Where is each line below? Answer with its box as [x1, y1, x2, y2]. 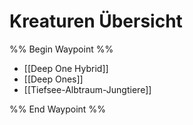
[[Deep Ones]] [23, 73, 84, 85]
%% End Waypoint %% [9, 103, 106, 115]
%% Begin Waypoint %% [9, 43, 114, 55]
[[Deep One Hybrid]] [23, 62, 109, 74]
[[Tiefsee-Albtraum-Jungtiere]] [23, 83, 152, 95]
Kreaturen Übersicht [9, 10, 183, 33]
